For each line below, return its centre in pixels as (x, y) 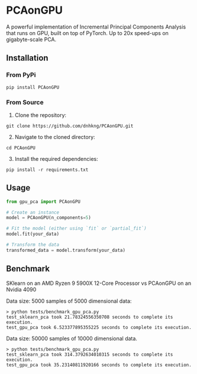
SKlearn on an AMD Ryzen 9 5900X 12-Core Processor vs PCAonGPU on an (98, 283)
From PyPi (21, 75)
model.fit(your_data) (33, 234)
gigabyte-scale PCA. (31, 39)
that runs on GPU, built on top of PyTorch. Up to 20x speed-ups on (87, 33)
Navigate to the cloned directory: (55, 137)
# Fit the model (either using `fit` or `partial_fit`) (76, 229)
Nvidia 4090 (21, 289)
